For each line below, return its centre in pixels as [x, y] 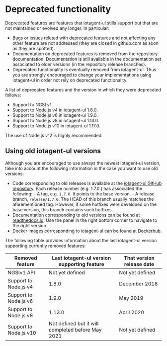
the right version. [30, 225]
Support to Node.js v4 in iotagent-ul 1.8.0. [55, 110]
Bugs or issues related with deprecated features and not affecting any [84, 38]
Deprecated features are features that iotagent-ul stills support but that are [82, 23]
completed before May [75, 330]
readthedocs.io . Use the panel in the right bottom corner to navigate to [85, 220]
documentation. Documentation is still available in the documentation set [87, 59]
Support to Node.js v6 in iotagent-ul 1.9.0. [55, 115]
